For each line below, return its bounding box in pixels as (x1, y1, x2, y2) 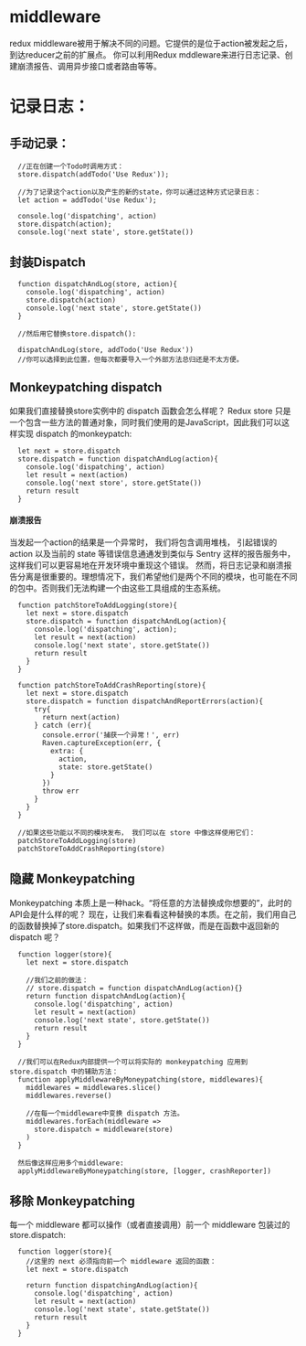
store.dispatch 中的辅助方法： (9, 1067, 119, 1076)
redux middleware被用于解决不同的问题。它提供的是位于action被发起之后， (9, 37, 292, 48)
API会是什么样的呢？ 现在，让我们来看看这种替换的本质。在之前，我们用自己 (9, 908, 297, 920)
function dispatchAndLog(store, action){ (17, 279, 178, 289)
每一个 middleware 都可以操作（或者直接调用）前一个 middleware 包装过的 (9, 1219, 290, 1231)
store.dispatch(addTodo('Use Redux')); (17, 169, 170, 179)
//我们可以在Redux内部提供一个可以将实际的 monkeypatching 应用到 (17, 1057, 248, 1066)
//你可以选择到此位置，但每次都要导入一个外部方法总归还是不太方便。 (17, 355, 244, 364)
